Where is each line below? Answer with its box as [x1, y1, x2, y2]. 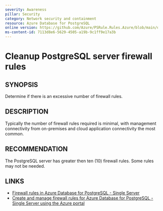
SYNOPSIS [5, 80, 38, 89]
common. [5, 131, 24, 136]
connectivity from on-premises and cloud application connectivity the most [5, 125, 156, 132]
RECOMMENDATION [5, 145, 68, 153]
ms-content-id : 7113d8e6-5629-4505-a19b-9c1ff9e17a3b [5, 30, 116, 35]
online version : [5, 25, 38, 30]
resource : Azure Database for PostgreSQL [5, 20, 90, 26]
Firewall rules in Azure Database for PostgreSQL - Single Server [12, 190, 140, 196]
